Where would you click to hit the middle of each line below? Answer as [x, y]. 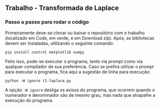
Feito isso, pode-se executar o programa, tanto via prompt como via [74, 61]
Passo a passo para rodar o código [47, 22]
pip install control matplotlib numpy [45, 52]
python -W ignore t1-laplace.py [38, 81]
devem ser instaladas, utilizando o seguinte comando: [60, 43]
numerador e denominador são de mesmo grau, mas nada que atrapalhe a [80, 95]
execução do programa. [29, 100]
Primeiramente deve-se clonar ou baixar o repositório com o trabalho [75, 33]
